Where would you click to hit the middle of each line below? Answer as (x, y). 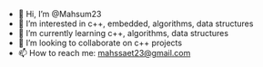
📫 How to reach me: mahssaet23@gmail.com (104, 53)
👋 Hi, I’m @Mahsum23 (60, 14)
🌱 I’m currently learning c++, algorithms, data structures (123, 33)
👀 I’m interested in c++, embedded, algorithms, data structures (136, 24)
